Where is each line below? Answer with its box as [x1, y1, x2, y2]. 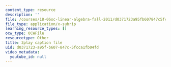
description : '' [5, 12, 40, 17]
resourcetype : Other [5, 36, 49, 41]
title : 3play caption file [5, 40, 63, 45]
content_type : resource [5, 7, 56, 13]
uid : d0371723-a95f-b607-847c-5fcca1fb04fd [5, 45, 99, 50]
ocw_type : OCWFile [5, 31, 44, 36]
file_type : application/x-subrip [5, 21, 76, 27]
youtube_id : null [10, 54, 47, 59]
